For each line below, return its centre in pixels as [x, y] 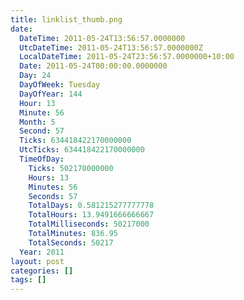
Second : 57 [42, 131]
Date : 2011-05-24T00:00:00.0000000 [93, 66]
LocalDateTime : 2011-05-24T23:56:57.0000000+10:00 [127, 57]
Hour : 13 [37, 103]
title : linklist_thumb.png [66, 19]
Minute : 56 [42, 112]
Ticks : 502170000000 [71, 168]
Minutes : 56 [53, 187]
